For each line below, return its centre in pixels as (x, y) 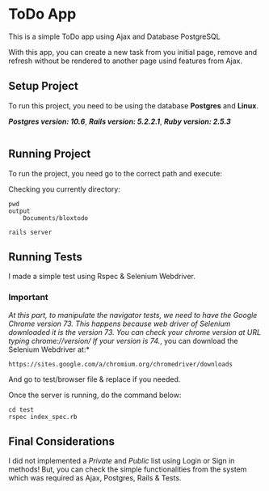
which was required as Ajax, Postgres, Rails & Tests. (95, 478)
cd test (21, 409)
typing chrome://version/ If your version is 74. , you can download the (123, 341)
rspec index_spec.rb (43, 417)
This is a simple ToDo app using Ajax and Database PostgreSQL (114, 36)
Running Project (50, 154)
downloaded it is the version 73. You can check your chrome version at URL (134, 332)
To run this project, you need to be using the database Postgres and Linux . (133, 105)
